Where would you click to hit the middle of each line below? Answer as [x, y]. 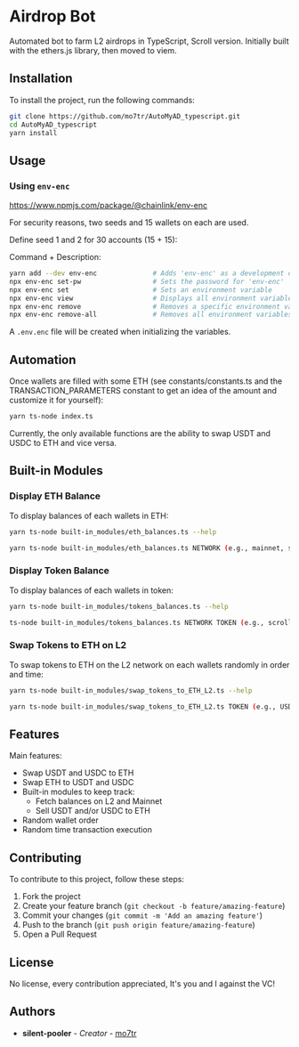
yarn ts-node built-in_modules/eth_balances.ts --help [113, 532]
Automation [43, 359]
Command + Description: [55, 257]
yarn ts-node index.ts [51, 417]
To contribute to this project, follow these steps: [97, 880]
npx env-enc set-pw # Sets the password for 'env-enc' [147, 281]
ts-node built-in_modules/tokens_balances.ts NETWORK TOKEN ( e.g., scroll [151, 622]
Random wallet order [61, 820]
